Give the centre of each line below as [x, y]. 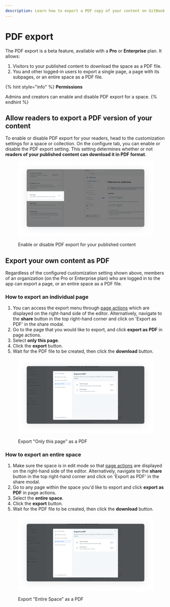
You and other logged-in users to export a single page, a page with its [86, 71]
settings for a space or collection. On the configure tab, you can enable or [83, 144]
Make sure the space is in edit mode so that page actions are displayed [87, 466]
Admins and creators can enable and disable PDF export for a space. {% [81, 96]
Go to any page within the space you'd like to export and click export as [88, 487]
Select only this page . [36, 340]
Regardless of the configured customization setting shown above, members [85, 273]
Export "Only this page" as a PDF [53, 441]
